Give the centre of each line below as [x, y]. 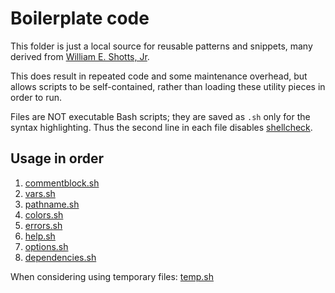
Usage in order [57, 158]
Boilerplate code [80, 18]
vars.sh [40, 193]
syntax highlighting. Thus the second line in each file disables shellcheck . [161, 127]
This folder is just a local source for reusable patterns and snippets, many [161, 46]
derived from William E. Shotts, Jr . [80, 56]
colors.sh [44, 214]
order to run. [36, 97]
